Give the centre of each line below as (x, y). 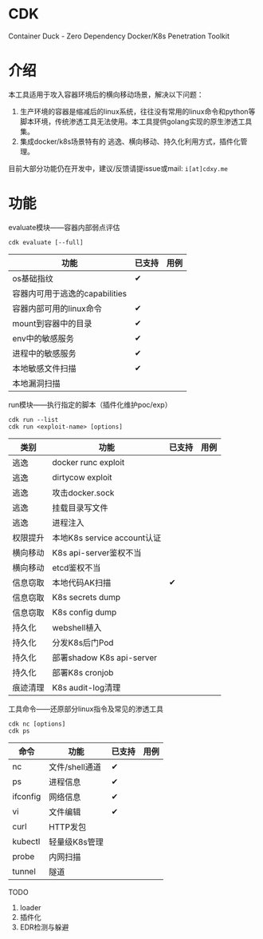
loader (30, 907)
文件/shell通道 (75, 766)
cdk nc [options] (37, 724)
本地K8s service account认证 (107, 538)
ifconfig (27, 796)
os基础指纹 (33, 278)
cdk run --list (33, 420)
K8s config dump (84, 612)
